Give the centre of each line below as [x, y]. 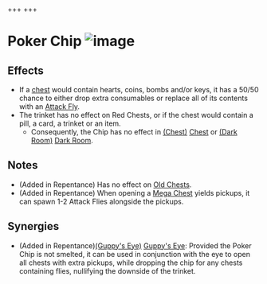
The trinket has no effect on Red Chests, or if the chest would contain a [136, 115]
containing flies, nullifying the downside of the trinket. [107, 270]
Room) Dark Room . [62, 140]
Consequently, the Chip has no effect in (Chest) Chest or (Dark [134, 132]
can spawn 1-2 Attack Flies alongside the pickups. [101, 201]
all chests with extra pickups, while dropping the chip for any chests [131, 263]
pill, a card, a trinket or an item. [70, 123]
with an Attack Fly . [49, 107]
